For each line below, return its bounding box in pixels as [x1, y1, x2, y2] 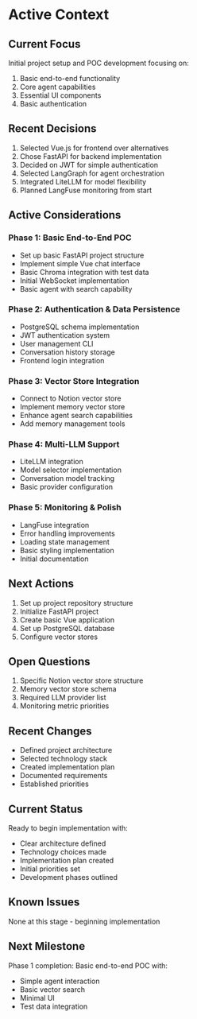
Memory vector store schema [19, 684, 117, 694]
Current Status [8, 802, 83, 816]
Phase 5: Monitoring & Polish [8, 502, 122, 513]
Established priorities [19, 779, 89, 788]
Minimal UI [19, 993, 56, 1002]
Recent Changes [8, 724, 93, 738]
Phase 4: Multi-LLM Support [8, 439, 120, 450]
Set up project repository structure [19, 598, 133, 607]
